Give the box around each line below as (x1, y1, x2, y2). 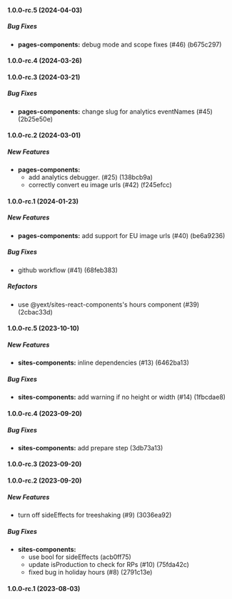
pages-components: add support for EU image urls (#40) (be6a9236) (17, 231, 226, 239)
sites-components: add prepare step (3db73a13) (17, 443, 163, 452)
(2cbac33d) (17, 307, 53, 316)
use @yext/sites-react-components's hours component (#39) (17, 300, 200, 309)
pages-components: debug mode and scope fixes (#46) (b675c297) (17, 40, 222, 49)
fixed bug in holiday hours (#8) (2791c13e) (28, 568, 153, 576)
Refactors (7, 282, 38, 291)
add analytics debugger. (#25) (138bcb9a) (28, 173, 153, 182)
